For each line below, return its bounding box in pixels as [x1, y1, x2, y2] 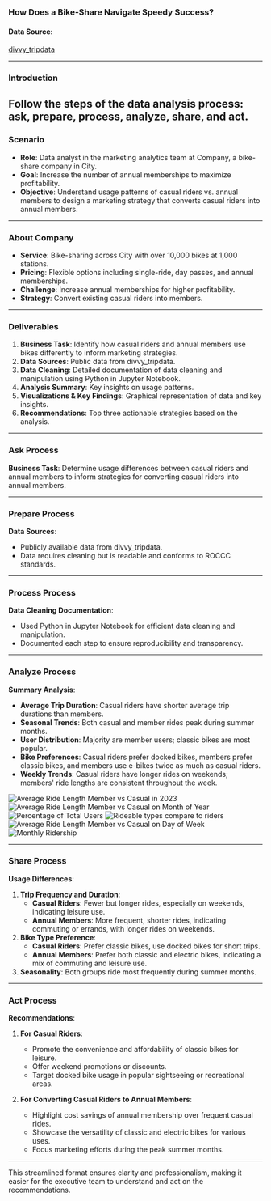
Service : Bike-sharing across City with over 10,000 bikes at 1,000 [19, 250, 238, 261]
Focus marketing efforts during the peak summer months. [31, 1144, 224, 1155]
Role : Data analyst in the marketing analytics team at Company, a [19, 152, 237, 162]
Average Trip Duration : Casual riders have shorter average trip [19, 700, 230, 710]
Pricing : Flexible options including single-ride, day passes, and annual [19, 268, 254, 278]
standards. [19, 559, 56, 569]
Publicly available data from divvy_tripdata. [19, 541, 163, 552]
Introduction [8, 72, 58, 83]
